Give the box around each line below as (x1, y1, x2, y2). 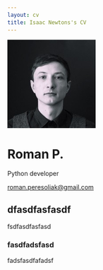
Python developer (7, 170, 59, 178)
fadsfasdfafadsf (7, 256, 54, 264)
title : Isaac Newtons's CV (7, 18, 87, 26)
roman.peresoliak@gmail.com (7, 183, 94, 192)
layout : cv (7, 11, 40, 18)
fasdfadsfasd (7, 240, 54, 250)
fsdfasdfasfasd (7, 223, 51, 231)
